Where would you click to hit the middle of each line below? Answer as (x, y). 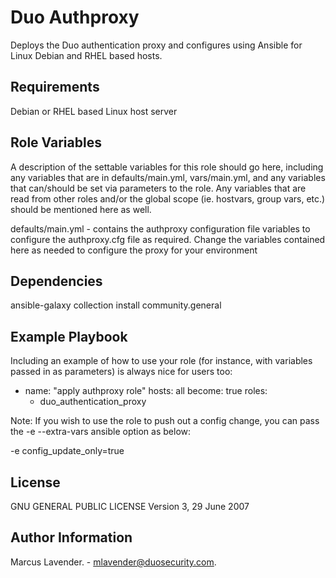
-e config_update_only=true (67, 451)
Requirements (55, 87)
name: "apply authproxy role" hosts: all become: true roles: (146, 391)
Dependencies (56, 281)
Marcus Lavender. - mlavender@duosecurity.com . (113, 562)
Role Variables (56, 142)
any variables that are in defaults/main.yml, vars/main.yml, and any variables (168, 177)
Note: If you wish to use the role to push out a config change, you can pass (165, 421)
